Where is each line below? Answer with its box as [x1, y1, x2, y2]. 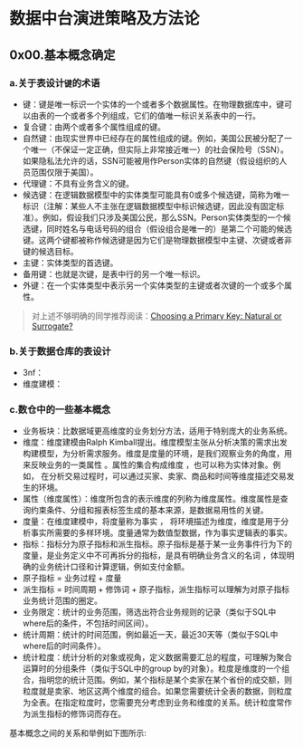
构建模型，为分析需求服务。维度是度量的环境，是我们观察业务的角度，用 [22, 448, 292, 459]
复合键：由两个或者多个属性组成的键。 [22, 121, 166, 132]
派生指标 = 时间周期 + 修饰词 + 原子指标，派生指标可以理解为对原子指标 [22, 584, 290, 595]
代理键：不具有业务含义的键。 [22, 177, 134, 188]
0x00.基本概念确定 [9, 47, 116, 62]
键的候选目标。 [22, 245, 79, 256]
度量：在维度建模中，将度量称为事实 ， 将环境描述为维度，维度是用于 [22, 516, 281, 527]
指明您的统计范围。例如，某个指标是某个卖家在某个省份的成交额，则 [38, 675, 292, 685]
